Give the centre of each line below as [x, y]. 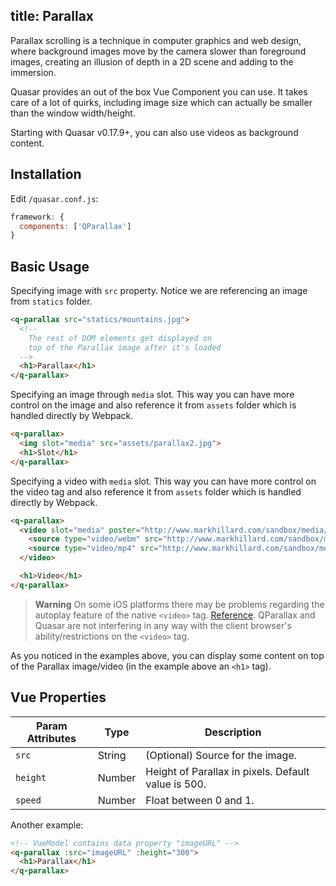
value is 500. [176, 784]
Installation [46, 174]
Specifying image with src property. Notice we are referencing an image [159, 291]
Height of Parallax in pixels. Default [227, 771]
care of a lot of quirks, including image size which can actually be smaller [161, 102]
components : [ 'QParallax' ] [75, 226]
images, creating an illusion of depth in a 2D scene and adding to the [152, 61]
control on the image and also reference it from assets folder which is [153, 405]
